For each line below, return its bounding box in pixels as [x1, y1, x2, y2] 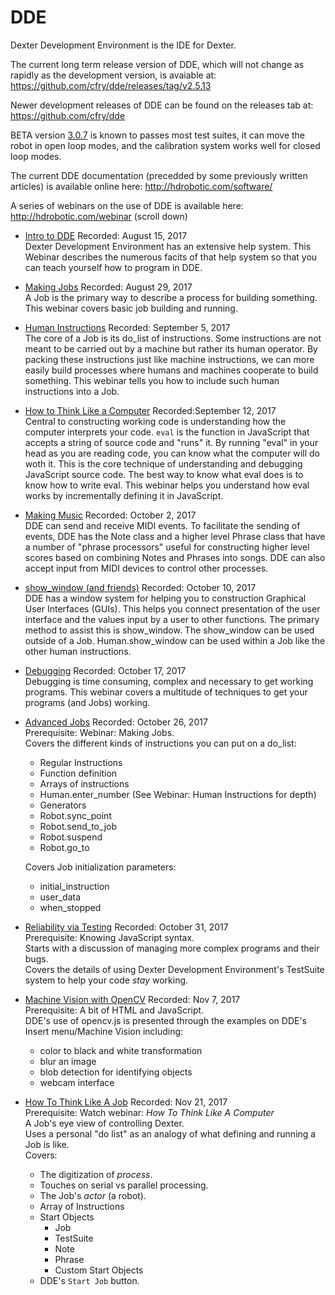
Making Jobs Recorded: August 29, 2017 [24, 281, 193, 293]
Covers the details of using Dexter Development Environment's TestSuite [24, 963, 325, 975]
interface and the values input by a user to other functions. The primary [24, 613, 320, 625]
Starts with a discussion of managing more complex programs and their [24, 942, 320, 954]
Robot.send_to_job [39, 820, 118, 832]
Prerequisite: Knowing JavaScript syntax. [24, 931, 195, 943]
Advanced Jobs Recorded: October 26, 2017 [24, 716, 208, 728]
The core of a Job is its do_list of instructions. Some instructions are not [24, 332, 322, 344]
